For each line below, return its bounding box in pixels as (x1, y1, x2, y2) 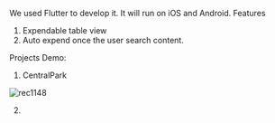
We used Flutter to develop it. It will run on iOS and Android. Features (9, 8, 266, 18)
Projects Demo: (9, 52, 67, 62)
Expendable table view (22, 25, 107, 35)
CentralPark (22, 70, 68, 80)
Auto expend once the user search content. (22, 35, 185, 45)
